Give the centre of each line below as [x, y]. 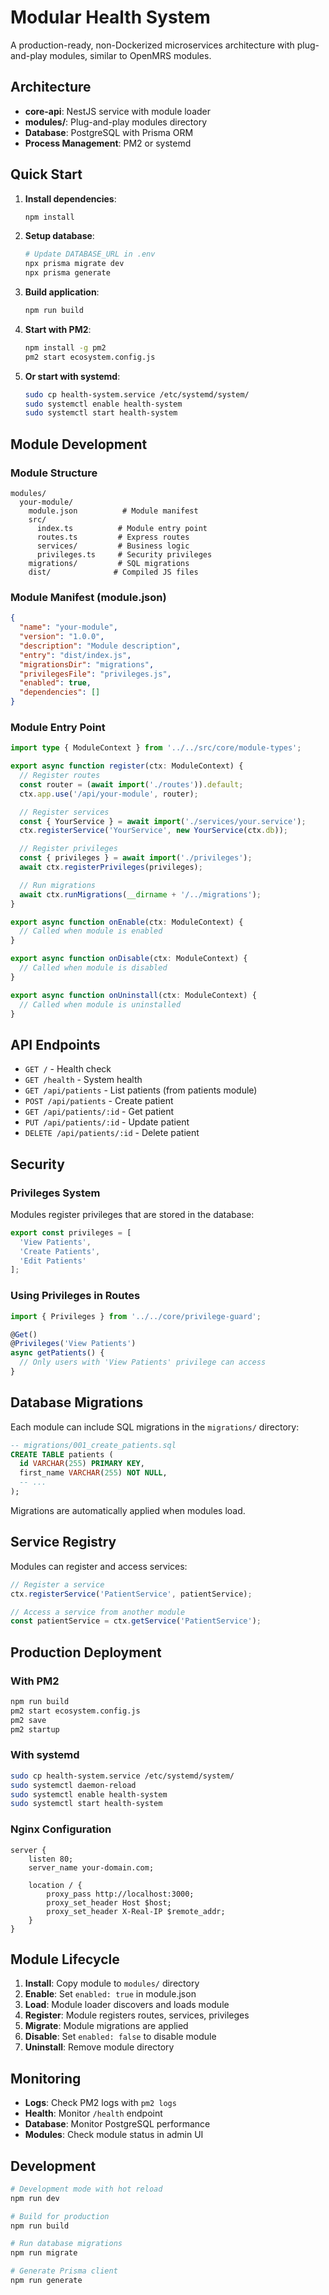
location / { [55, 1885]
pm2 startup [35, 1729]
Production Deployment [86, 1652]
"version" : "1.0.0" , [62, 637]
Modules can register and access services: [99, 1566]
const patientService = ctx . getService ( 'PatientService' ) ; [136, 1621]
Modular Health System [110, 17]
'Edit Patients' [53, 1261]
